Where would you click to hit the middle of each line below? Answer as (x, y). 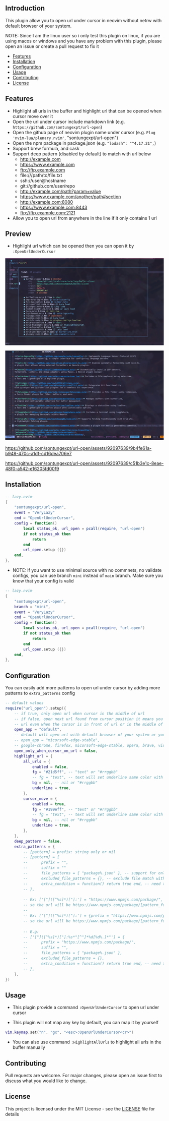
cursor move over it (33, 116)
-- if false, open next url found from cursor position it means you (89, 719)
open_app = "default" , (38, 730)
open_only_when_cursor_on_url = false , (56, 751)
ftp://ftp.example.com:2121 (48, 213)
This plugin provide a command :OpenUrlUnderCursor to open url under (86, 1008)
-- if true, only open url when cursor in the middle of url (79, 714)
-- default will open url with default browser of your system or (85, 735)
